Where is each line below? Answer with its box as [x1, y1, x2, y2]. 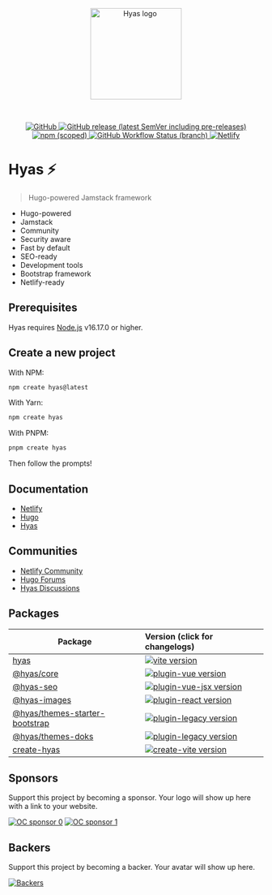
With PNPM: [8, 428, 49, 438]
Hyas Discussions [19, 583, 80, 592]
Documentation [8, 482, 89, 496]
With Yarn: [8, 398, 44, 407]
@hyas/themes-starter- [12, 707, 105, 718]
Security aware [19, 234, 71, 243]
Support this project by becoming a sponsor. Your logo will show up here [8, 793, 251, 802]
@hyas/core [12, 668, 59, 679]
